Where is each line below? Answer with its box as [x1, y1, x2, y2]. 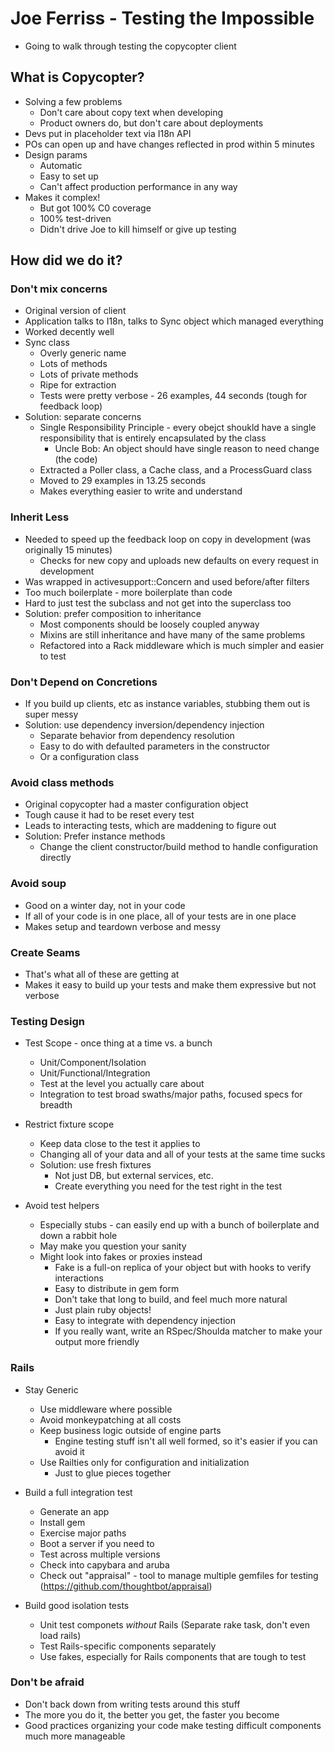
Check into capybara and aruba [39, 1558, 170, 1571]
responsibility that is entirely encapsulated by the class [39, 432, 267, 444]
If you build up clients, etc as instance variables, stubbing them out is [24, 698, 311, 710]
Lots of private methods [39, 368, 139, 381]
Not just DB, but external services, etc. [54, 1170, 214, 1182]
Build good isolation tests [24, 1599, 130, 1611]
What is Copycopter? [10, 69, 145, 86]
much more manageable [24, 1730, 126, 1742]
